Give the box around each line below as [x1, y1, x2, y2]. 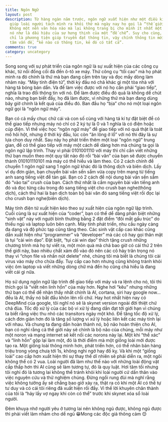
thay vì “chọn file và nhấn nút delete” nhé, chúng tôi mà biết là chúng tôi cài [5, 253, 161, 259]
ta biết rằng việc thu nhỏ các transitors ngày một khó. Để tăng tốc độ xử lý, [5, 310, 159, 316]
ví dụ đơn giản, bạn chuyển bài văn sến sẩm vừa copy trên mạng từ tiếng [5, 168, 155, 174]
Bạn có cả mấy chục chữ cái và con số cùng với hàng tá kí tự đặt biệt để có [5, 115, 160, 121]
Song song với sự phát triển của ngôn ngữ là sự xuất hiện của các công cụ [5, 63, 158, 69]
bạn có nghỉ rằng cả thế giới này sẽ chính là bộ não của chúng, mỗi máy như [5, 326, 162, 332]
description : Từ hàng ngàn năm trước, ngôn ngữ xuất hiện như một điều [5, 17, 157, 22]
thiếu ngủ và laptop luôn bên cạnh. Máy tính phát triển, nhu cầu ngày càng [5, 221, 158, 227]
